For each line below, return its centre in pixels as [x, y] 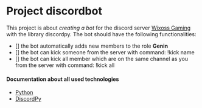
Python [24, 92]
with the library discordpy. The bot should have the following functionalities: [101, 34]
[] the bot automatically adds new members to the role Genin [92, 46]
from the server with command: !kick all [65, 65]
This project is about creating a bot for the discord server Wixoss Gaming [99, 28]
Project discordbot [54, 11]
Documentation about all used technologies [63, 79]
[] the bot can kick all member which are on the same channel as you [102, 59]
